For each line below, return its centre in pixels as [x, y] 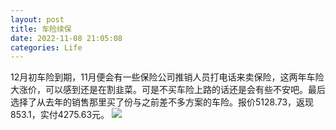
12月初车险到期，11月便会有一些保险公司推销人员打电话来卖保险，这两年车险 [167, 77]
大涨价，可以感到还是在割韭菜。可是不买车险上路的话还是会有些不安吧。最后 [168, 90]
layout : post [37, 19]
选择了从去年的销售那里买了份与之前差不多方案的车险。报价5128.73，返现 [162, 102]
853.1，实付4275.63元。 [60, 115]
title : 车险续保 [41, 29]
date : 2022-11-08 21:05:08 [66, 38]
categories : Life [46, 47]
